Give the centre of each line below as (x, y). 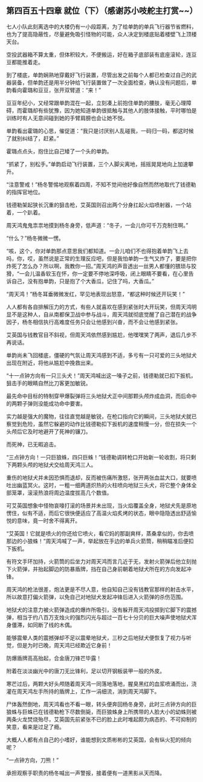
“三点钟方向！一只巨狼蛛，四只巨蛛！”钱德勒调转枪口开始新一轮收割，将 (96, 457)
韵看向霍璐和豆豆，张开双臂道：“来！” (54, 90)
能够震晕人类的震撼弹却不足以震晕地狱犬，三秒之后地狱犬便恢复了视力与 (96, 638)
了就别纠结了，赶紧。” (33, 138)
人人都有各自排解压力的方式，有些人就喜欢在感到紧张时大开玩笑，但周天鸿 (99, 306)
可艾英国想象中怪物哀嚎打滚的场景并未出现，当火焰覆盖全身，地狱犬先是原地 (101, 505)
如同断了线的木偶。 (51, 625)
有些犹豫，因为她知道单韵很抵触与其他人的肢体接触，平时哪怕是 (117, 110)
